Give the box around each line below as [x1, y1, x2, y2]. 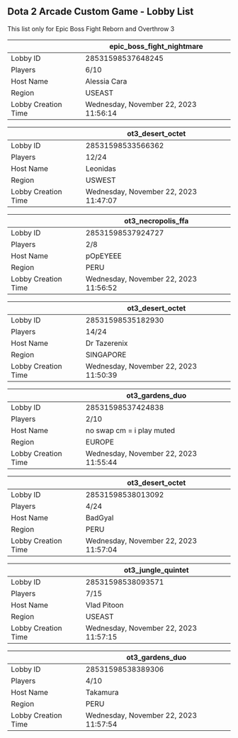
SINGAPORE [85, 350, 127, 359]
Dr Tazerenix [85, 338, 128, 348]
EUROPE [85, 437, 115, 447]
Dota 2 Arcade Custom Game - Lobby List [7, 6, 194, 18]
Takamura [85, 687, 119, 697]
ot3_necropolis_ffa [123, 216, 189, 225]
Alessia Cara [85, 76, 127, 86]
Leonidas [85, 163, 117, 173]
